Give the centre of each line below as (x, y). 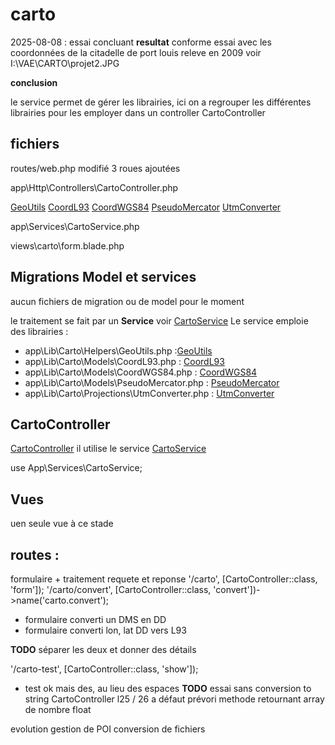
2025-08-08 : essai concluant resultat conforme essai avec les (141, 42)
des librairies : (39, 331)
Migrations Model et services (103, 277)
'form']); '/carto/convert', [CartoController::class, (111, 589)
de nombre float (58, 709)
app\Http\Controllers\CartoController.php (94, 187)
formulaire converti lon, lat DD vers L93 (105, 630)
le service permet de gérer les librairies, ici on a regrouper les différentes (161, 102)
